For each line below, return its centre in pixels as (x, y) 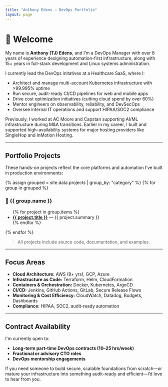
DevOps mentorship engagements (49, 359)
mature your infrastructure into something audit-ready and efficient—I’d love (84, 374)
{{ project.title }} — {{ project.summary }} (56, 217)
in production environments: (34, 173)
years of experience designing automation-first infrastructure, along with (80, 58)
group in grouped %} (27, 188)
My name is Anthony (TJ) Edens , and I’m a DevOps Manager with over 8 (80, 53)
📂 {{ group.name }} (29, 201)
